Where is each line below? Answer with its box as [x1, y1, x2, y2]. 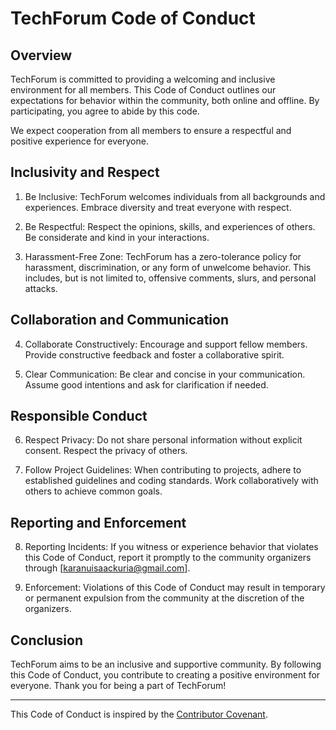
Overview [10, 47, 73, 64]
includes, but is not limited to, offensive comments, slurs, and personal [24, 272, 317, 284]
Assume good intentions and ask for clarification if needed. [24, 378, 269, 391]
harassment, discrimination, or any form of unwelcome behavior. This [24, 261, 312, 273]
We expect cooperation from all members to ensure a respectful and [10, 125, 292, 136]
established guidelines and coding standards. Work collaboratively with [24, 475, 319, 487]
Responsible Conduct [10, 408, 148, 425]
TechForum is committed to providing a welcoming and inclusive [10, 73, 276, 85]
